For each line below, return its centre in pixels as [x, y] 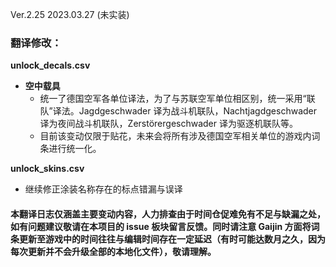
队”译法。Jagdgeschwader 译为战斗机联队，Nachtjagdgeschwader [178, 111]
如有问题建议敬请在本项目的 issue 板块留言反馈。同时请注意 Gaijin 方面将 [161, 226]
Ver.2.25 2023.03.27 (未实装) [70, 14]
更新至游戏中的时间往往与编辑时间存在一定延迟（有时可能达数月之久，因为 [172, 239]
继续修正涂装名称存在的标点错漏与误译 [103, 189]
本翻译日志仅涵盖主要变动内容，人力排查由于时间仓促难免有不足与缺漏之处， [168, 214]
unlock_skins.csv [47, 169]
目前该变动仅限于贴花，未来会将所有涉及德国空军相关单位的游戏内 [175, 136]
